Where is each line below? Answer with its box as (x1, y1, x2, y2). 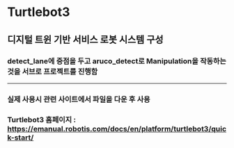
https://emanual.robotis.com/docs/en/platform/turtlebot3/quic (7, 124, 227, 133)
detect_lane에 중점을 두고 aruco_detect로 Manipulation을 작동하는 (7, 56, 226, 66)
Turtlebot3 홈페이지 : (7, 115, 77, 124)
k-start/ (7, 133, 34, 142)
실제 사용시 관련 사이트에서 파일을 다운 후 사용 (7, 94, 151, 104)
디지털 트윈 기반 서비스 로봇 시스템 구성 (7, 33, 164, 45)
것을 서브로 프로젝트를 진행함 (7, 67, 98, 76)
